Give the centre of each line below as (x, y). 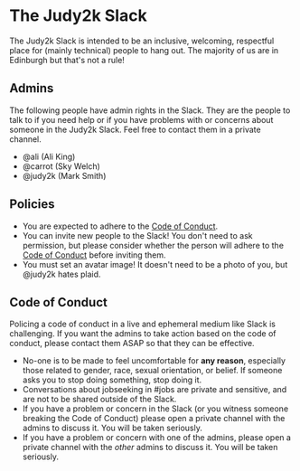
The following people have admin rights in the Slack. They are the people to (150, 110)
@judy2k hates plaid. (61, 274)
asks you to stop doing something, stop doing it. (112, 380)
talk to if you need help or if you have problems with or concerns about (141, 119)
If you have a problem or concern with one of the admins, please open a (157, 438)
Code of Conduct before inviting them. (94, 255)
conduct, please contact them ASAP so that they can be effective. (132, 344)
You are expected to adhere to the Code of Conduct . (120, 226)
